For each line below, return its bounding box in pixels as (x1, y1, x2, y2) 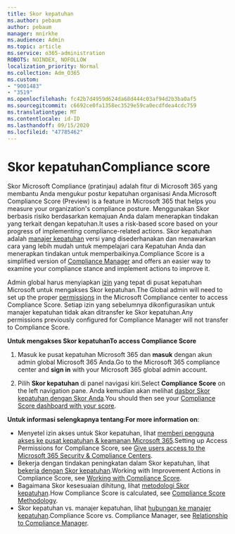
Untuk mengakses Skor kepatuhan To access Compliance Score (7, 336, 197, 346)
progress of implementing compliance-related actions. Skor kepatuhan (7, 227, 212, 236)
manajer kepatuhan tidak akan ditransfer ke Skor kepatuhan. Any (7, 308, 193, 317)
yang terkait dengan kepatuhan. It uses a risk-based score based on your (7, 219, 218, 228)
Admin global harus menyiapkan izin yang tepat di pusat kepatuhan (7, 278, 203, 286)
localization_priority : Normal (7, 63, 99, 70)
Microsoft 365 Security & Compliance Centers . (17, 451, 153, 460)
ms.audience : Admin (7, 37, 65, 44)
